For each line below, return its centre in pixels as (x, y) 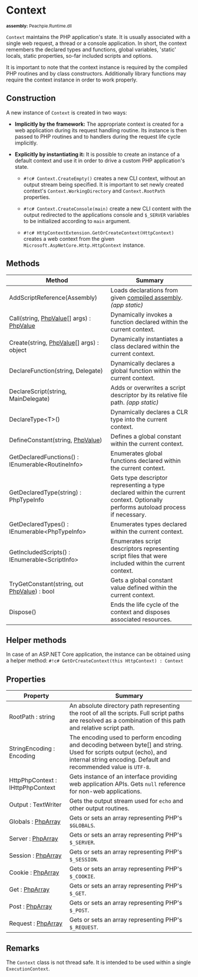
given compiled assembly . (147, 298)
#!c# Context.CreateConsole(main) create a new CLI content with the (107, 208)
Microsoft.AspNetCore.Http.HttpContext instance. (84, 245)
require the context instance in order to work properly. (72, 80)
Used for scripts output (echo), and (118, 752)
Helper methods (36, 640)
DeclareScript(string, (38, 391)
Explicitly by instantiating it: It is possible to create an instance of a (97, 154)
